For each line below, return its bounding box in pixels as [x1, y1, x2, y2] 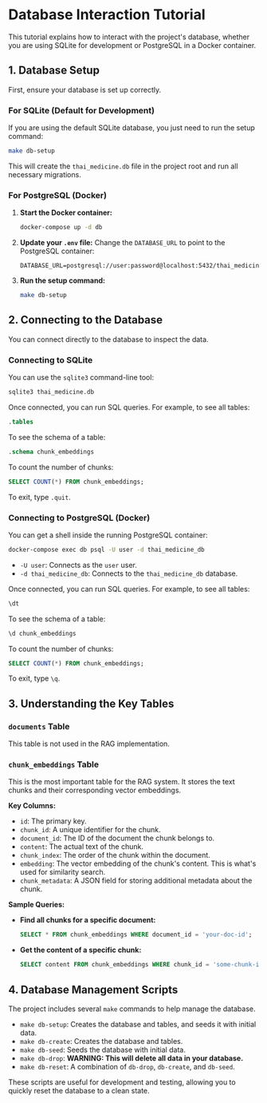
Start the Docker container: [19, 208, 113, 217]
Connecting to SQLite [8, 354, 93, 365]
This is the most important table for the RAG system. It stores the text [8, 777, 235, 787]
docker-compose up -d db [19, 224, 103, 232]
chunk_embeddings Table [8, 759, 100, 770]
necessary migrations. [8, 169, 81, 179]
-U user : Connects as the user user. [19, 560, 137, 569]
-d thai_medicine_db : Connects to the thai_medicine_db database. [19, 569, 238, 578]
